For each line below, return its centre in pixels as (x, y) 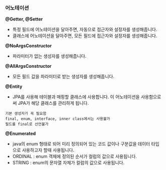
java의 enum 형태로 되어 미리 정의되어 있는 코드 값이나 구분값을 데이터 (81, 144)
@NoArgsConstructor (29, 46)
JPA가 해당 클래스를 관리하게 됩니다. (53, 103)
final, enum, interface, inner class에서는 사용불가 (58, 119)
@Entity (14, 87)
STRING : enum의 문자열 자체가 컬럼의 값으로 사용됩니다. (68, 163)
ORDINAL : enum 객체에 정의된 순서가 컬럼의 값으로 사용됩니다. (74, 156)
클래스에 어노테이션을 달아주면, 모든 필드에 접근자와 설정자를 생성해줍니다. (85, 36)
